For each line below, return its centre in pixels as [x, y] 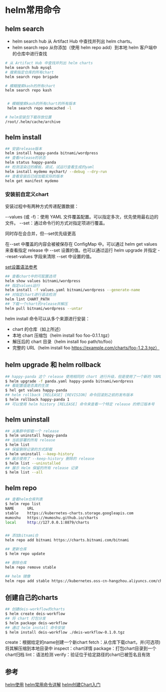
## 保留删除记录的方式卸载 [29, 450]
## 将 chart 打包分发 [25, 618]
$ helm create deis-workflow [35, 614]
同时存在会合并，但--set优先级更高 [41, 233]
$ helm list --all [24, 473]
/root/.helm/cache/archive [33, 122]
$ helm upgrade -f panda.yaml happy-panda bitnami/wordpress [69, 381]
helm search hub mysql [28, 67]
